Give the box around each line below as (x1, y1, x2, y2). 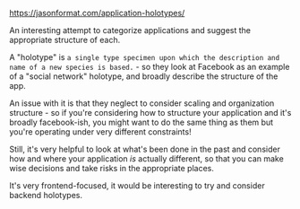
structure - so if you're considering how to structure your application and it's (9, 108, 292, 118)
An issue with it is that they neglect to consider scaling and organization (9, 98, 275, 109)
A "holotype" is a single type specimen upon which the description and (9, 52, 280, 62)
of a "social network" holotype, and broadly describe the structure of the (9, 71, 279, 82)
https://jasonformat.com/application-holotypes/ (9, 8, 185, 18)
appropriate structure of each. (9, 35, 121, 45)
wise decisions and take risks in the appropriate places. (9, 163, 215, 173)
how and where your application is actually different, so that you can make (9, 153, 284, 164)
